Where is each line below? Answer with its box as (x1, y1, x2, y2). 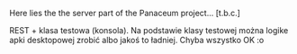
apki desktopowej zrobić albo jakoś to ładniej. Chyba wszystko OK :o (9, 35, 265, 45)
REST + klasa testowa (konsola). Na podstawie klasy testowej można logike (9, 25, 289, 35)
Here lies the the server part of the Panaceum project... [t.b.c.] (9, 8, 241, 18)
